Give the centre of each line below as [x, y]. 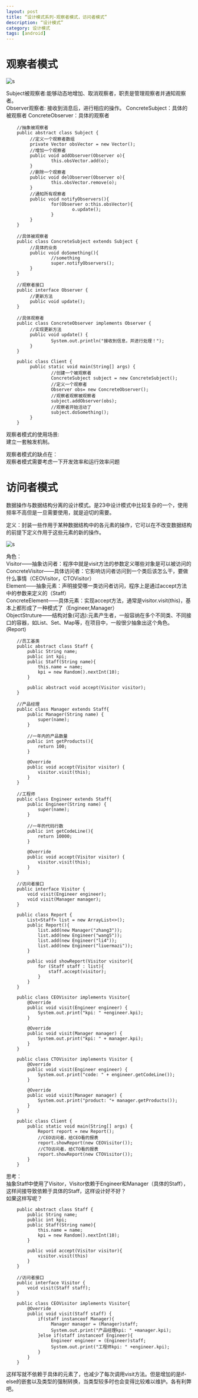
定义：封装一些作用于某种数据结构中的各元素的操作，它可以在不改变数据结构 [99, 525]
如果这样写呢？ [24, 1198]
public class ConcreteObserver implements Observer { [84, 324]
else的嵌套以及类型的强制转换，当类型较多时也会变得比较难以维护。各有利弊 [99, 1381]
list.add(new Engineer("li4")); [77, 941]
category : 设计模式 [28, 28]
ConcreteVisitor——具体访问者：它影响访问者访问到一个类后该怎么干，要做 [97, 571]
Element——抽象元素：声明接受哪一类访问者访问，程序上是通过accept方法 [97, 586]
